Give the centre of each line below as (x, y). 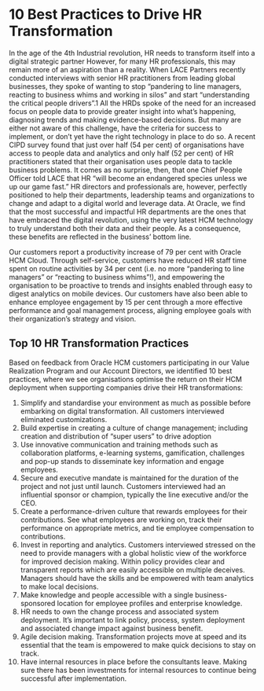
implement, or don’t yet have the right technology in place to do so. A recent (132, 136)
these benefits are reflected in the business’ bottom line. (100, 237)
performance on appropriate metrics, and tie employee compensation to (137, 527)
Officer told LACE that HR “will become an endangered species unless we (128, 178)
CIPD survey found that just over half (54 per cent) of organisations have (126, 145)
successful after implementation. (73, 678)
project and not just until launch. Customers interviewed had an (123, 486)
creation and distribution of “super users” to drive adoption (115, 436)
